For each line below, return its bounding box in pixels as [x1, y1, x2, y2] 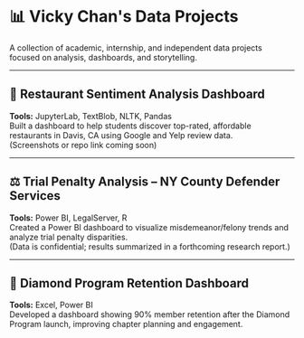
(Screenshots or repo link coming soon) [9, 139, 157, 150]
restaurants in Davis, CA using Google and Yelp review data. [9, 129, 233, 140]
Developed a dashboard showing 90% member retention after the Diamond [9, 309, 290, 320]
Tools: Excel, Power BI [9, 299, 93, 311]
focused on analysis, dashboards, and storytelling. [9, 52, 197, 62]
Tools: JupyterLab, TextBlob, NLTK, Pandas [9, 110, 172, 121]
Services [9, 188, 62, 203]
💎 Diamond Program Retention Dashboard [9, 276, 249, 291]
